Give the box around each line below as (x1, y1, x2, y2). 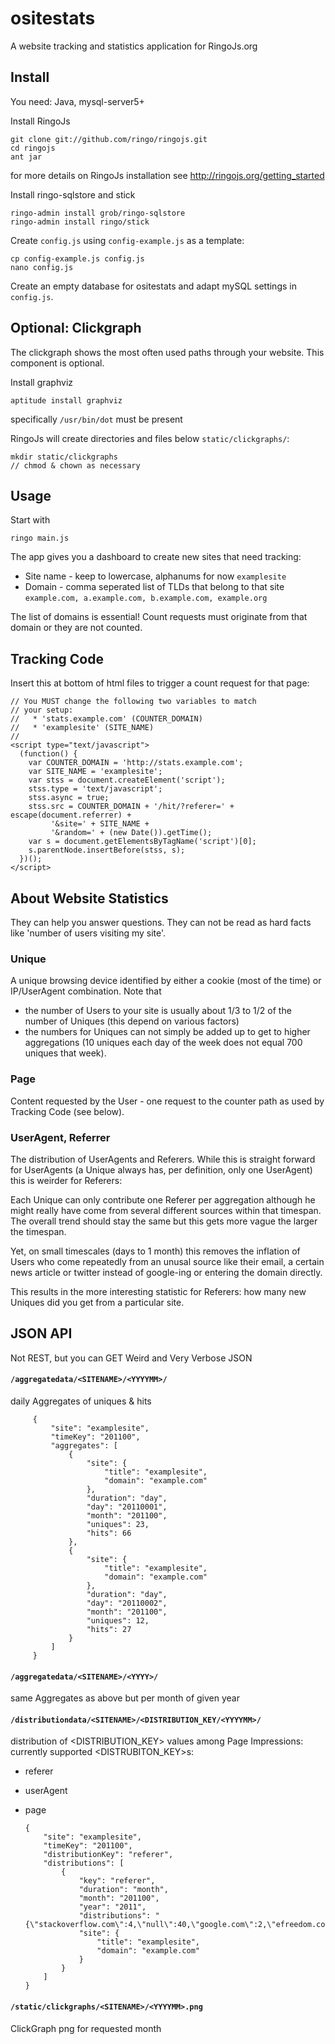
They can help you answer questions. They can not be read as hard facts (10, 917, 312, 928)
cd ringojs (10, 143, 56, 153)
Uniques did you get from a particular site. (10, 1296, 185, 1308)
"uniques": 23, (86, 1519, 150, 1529)
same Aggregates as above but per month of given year (10, 1692, 240, 1704)
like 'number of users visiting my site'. (10, 927, 167, 939)
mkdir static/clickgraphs (10, 452, 118, 462)
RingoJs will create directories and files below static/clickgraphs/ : (10, 432, 290, 444)
